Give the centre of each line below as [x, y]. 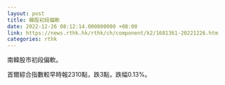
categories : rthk [32, 39]
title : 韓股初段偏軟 [34, 20]
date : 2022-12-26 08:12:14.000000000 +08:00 [72, 26]
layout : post [26, 13]
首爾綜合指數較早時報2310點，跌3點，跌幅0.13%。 [79, 75]
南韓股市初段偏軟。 [35, 60]
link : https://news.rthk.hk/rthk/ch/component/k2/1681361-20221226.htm [112, 33]
